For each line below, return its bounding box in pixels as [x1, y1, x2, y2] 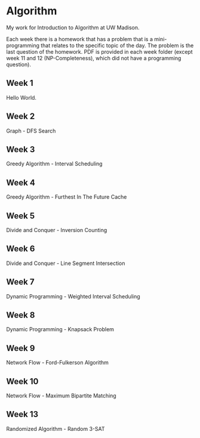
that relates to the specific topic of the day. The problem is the [41, 42, 194, 49]
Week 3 [6, 144, 35, 155]
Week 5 [6, 211, 35, 221]
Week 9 [6, 343, 35, 353]
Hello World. [6, 94, 37, 101]
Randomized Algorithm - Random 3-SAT [6, 425, 105, 432]
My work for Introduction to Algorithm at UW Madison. [6, 24, 140, 31]
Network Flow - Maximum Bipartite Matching [6, 392, 116, 399]
